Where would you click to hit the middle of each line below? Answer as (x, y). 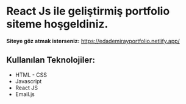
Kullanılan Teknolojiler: (51, 60)
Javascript (28, 81)
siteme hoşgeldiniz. (57, 24)
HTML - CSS (31, 75)
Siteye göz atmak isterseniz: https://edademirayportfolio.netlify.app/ (93, 41)
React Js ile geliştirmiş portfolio (88, 11)
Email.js (25, 94)
